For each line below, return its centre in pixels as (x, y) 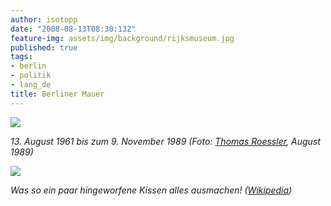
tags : (21, 57)
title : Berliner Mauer (57, 94)
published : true (44, 47)
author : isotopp (44, 19)
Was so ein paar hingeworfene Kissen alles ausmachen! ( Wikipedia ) (151, 190)
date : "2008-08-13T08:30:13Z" (73, 29)
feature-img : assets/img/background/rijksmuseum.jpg (122, 38)
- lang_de (31, 85)
